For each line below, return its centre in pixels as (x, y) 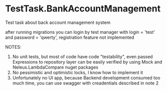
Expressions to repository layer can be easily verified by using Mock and (87, 62)
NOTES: (13, 47)
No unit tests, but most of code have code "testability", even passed (82, 56)
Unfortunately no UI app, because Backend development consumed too (86, 78)
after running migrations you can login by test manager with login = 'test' (80, 32)
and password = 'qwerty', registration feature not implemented (70, 37)
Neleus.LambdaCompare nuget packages (55, 67)
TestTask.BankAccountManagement (83, 9)
